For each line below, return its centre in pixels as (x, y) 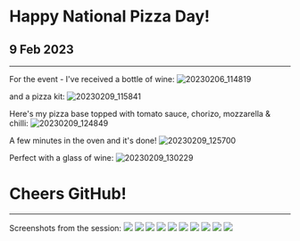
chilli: (19, 123)
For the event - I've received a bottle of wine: (92, 79)
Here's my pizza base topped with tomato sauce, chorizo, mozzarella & (140, 114)
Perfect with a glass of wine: (62, 158)
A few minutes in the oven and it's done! (83, 141)
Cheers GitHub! (68, 194)
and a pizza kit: (37, 96)
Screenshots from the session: (66, 228)
